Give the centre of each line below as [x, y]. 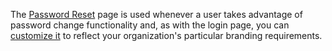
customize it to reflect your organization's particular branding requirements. [166, 35]
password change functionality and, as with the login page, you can [150, 25]
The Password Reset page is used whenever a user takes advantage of [156, 14]
